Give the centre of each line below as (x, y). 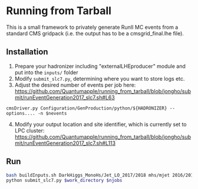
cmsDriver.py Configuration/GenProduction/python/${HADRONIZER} (87, 108)
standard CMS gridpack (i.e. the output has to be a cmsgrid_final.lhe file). (95, 33)
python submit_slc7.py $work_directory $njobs (64, 181)
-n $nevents (52, 113)
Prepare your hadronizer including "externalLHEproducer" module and (100, 66)
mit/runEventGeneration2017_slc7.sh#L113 (65, 143)
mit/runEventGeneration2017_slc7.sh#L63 (65, 97)
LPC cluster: (29, 130)
